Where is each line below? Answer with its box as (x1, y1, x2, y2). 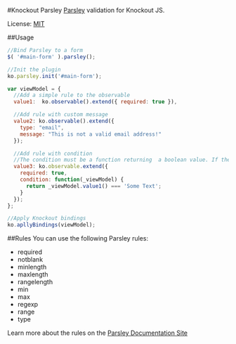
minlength (17, 263, 47, 272)
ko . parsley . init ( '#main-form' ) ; (7, 72, 102, 79)
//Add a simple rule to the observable (13, 91, 131, 99)
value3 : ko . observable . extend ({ (13, 163, 109, 170)
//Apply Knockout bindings (7, 215, 86, 222)
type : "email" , (20, 124, 65, 131)
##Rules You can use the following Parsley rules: (7, 234, 149, 243)
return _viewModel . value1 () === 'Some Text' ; (25, 182, 162, 189)
